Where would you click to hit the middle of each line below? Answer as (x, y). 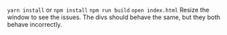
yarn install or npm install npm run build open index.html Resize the (108, 10)
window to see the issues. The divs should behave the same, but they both (114, 17)
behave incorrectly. (35, 24)
